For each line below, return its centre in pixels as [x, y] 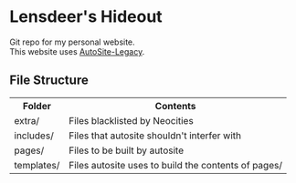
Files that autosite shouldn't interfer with [155, 136]
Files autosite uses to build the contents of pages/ [175, 165]
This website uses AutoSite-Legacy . [77, 51]
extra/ [27, 120]
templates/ [37, 165]
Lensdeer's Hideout [86, 17]
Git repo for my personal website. [72, 42]
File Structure [49, 81]
